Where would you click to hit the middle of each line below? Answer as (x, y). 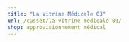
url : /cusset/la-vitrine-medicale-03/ (64, 21)
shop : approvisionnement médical (57, 27)
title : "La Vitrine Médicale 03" (57, 14)
